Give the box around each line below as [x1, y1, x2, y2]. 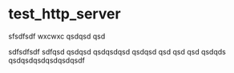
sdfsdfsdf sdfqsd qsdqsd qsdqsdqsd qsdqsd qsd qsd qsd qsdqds [8, 47, 226, 56]
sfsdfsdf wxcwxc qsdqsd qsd [8, 31, 106, 41]
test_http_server [8, 5, 122, 23]
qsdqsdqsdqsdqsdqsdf [8, 55, 86, 65]
